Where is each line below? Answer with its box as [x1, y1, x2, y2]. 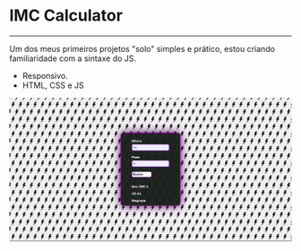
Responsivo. [21, 70, 69, 81]
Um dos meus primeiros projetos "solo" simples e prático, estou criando [9, 43, 276, 54]
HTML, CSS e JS [21, 80, 84, 91]
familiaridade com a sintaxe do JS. [9, 53, 137, 64]
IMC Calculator [9, 5, 124, 26]
